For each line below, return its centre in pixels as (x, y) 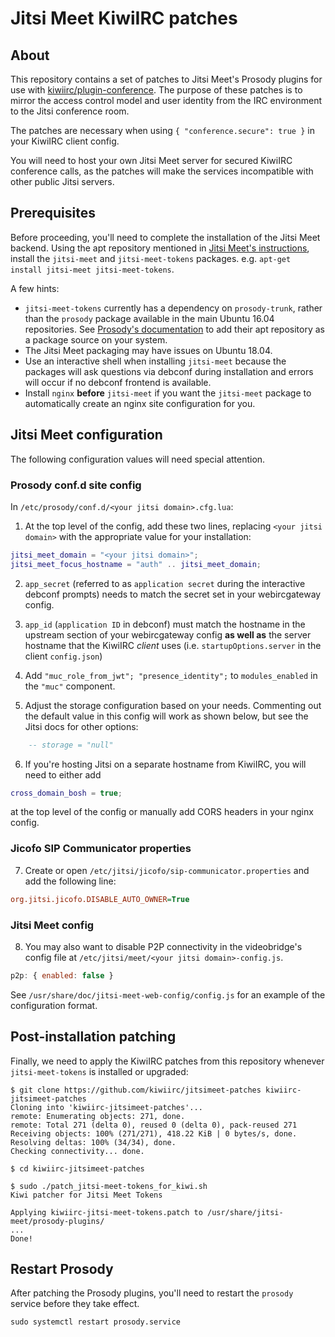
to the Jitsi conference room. (70, 111)
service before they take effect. (75, 1304)
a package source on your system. (96, 339)
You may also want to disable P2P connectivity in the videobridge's (163, 946)
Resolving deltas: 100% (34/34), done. (93, 1142)
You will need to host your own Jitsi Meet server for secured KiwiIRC (151, 160)
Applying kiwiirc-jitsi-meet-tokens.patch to (106, 1212)
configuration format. (54, 1005)
